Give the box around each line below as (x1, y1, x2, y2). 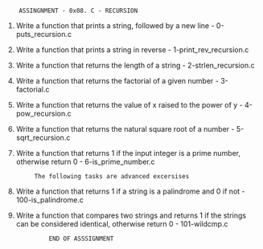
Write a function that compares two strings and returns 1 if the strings (15, 210, 247, 220)
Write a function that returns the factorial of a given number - (15, 76, 219, 85)
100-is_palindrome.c (15, 195, 84, 204)
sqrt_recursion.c (15, 133, 71, 142)
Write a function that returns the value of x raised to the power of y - (15, 100, 243, 109)
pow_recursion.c (15, 108, 72, 118)
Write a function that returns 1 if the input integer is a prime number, (15, 149, 241, 157)
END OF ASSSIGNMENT (48, 235, 114, 243)
